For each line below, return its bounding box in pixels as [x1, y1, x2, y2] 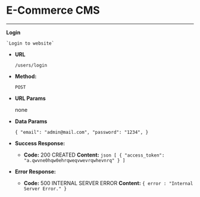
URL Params [14, 95, 46, 102]
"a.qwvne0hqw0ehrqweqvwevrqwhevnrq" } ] [23, 157, 126, 164]
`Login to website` [6, 40, 55, 46]
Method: [14, 73, 37, 80]
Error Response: [14, 168, 57, 175]
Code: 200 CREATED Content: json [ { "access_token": [23, 151, 165, 158]
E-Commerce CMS [6, 4, 100, 17]
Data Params [14, 117, 48, 125]
